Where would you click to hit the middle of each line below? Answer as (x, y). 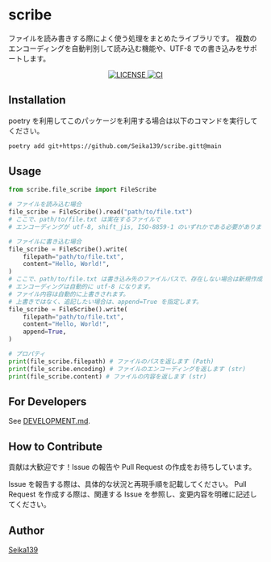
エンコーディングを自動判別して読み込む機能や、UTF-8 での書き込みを (126, 48)
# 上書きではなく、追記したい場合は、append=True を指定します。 (106, 302)
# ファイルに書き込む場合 (45, 241)
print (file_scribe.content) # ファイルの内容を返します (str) (108, 376)
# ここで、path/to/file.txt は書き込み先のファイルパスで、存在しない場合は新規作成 (135, 279)
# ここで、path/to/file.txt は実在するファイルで (85, 220)
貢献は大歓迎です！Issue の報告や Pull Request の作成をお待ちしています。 (132, 467)
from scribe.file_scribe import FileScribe (83, 190)
